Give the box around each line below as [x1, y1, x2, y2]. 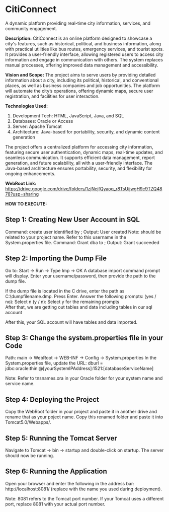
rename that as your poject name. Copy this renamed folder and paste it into [5, 414, 163, 420]
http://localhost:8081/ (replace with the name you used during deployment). [5, 486, 162, 492]
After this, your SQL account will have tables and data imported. [5, 319, 138, 325]
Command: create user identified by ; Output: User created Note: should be [5, 229, 161, 235]
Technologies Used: [5, 103, 48, 109]
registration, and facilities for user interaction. [5, 93, 100, 99]
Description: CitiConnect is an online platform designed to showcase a [5, 35, 152, 41]
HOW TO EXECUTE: [5, 200, 47, 207]
